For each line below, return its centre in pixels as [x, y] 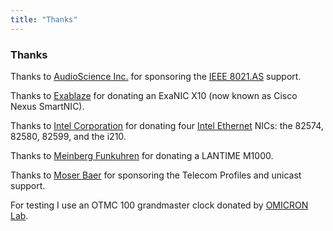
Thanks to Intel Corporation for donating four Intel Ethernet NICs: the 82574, [167, 125]
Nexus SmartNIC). [47, 106]
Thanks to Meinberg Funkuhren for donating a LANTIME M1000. [142, 155]
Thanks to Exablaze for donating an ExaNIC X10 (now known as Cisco [154, 95]
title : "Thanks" [44, 19]
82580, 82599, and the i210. [68, 136]
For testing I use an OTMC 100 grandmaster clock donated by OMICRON [159, 205]
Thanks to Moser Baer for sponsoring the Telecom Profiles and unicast [156, 175]
